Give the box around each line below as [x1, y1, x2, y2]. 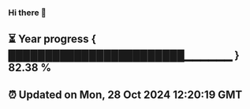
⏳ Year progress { [8, 32, 97, 46]
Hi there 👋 [8, 7, 47, 18]
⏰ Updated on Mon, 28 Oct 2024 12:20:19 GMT [8, 88, 243, 101]
